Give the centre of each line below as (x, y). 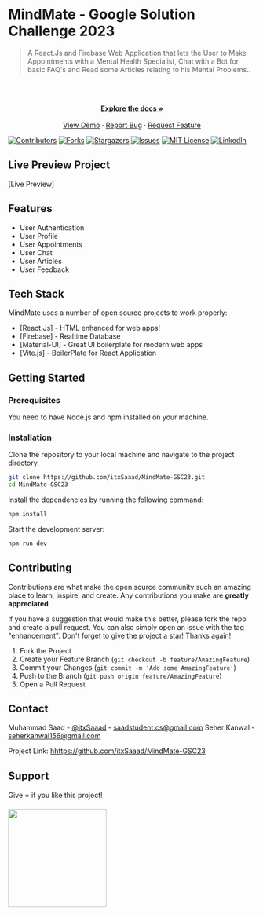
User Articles (41, 261)
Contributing (40, 568)
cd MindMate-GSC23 (38, 485)
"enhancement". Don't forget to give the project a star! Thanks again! (120, 635)
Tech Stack (36, 293)
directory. (24, 463)
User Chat (36, 252)
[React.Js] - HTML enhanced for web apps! (90, 328)
